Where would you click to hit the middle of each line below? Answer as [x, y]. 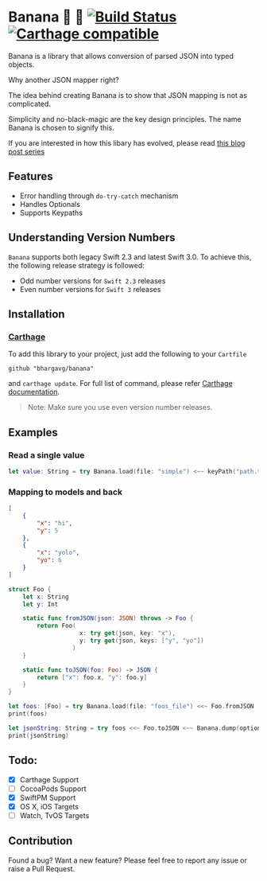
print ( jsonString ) [39, 735]
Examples [33, 433]
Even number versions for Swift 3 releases [90, 289]
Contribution [41, 841]
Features [31, 176]
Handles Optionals [50, 204]
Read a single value [46, 455]
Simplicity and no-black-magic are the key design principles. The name [125, 119]
